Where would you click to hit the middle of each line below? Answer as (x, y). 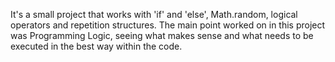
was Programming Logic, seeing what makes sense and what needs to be (162, 35)
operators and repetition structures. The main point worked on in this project (168, 25)
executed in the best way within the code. (96, 46)
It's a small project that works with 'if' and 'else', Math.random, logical (154, 14)
